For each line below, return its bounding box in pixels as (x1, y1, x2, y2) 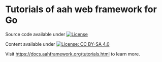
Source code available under (5, 31, 66, 37)
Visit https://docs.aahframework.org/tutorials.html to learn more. (5, 51, 141, 57)
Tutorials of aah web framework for (5, 4, 157, 15)
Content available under (5, 41, 55, 47)
